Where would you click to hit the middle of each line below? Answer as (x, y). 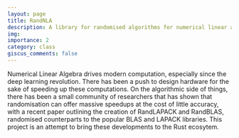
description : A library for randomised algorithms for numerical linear (117, 27)
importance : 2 (28, 41)
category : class (31, 47)
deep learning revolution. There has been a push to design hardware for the (118, 81)
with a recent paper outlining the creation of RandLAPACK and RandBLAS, (116, 112)
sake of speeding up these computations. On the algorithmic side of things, (118, 89)
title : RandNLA (30, 21)
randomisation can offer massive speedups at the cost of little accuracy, (113, 104)
